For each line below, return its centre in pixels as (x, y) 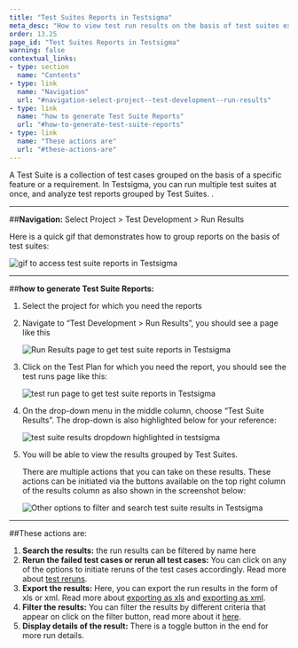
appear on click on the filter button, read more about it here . (131, 616)
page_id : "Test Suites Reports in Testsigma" (94, 42)
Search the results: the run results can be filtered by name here (139, 550)
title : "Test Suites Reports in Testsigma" (91, 17)
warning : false (37, 51)
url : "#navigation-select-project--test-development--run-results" (145, 100)
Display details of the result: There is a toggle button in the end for (145, 626)
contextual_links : (43, 59)
